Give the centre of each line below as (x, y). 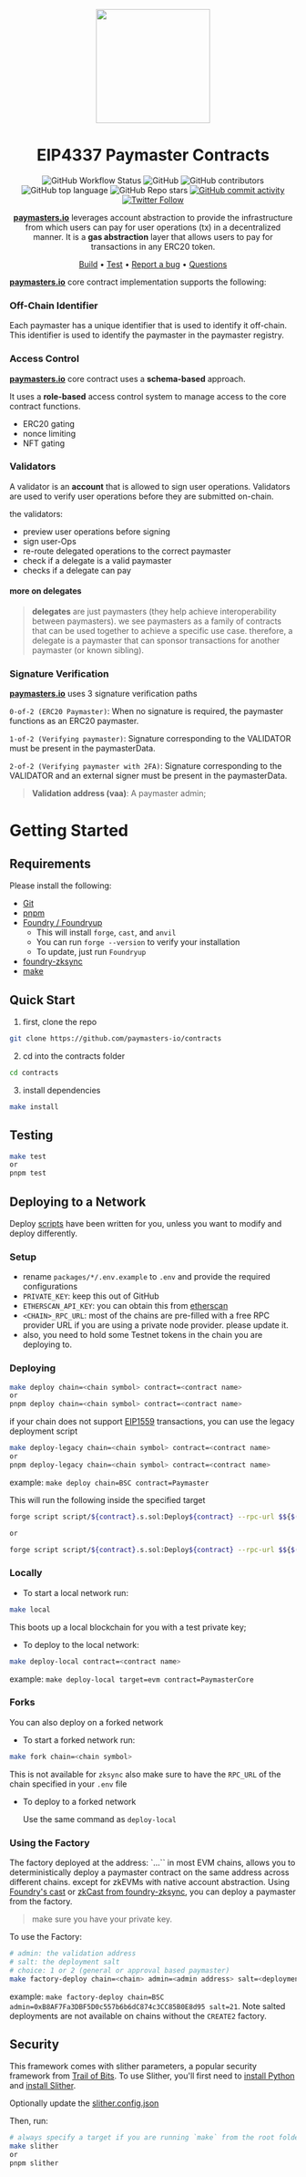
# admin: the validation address (73, 1954)
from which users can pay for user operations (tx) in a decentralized (153, 227)
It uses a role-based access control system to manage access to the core (148, 396)
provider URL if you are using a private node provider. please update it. (155, 1325)
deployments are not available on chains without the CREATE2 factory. (138, 2016)
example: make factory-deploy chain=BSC (87, 1996)
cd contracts (34, 1073)
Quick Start (42, 1000)
